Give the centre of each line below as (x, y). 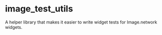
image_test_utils (39, 9)
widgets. (14, 27)
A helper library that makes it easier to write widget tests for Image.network (81, 22)
